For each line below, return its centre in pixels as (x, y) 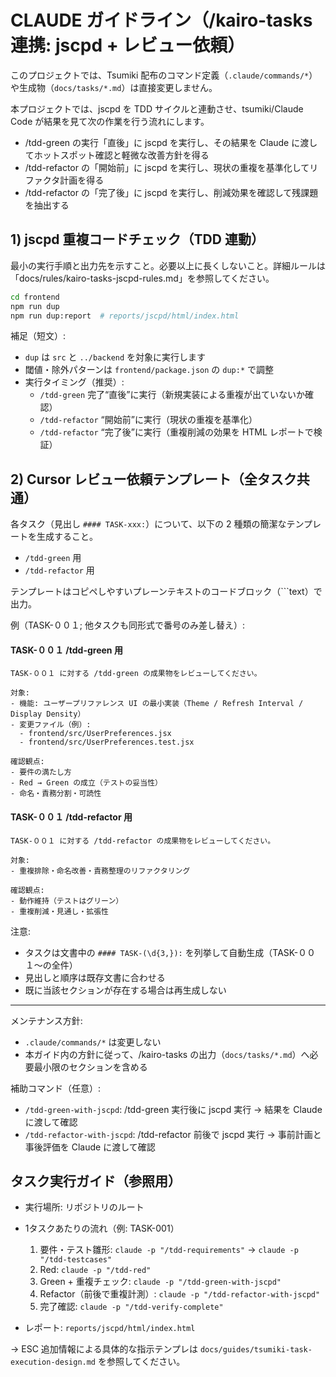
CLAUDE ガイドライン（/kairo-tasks (161, 20)
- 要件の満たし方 (41, 772)
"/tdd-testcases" (76, 1260)
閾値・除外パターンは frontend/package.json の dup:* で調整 (149, 370)
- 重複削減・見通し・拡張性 (60, 911)
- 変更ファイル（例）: (51, 725)
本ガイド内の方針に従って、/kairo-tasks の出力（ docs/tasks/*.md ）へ (167, 1054)
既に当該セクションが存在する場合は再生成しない (125, 990)
